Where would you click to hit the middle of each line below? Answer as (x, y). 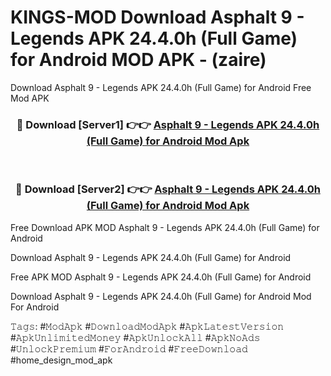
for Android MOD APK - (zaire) (138, 60)
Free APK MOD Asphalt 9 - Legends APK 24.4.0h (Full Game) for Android (161, 277)
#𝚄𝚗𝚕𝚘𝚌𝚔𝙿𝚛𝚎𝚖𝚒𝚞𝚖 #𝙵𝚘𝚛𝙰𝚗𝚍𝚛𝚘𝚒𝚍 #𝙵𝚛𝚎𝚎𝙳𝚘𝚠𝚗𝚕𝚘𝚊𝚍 (129, 348)
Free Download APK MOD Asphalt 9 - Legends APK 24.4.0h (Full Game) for (165, 227)
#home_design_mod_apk (61, 360)
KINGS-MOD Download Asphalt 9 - (157, 17)
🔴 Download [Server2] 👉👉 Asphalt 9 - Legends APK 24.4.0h (168, 189)
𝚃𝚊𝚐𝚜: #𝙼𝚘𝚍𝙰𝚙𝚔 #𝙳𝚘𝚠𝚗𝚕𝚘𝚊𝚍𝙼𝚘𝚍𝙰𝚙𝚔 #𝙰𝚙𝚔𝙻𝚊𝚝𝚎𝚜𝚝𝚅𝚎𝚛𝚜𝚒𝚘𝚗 (147, 326)
